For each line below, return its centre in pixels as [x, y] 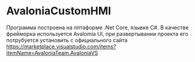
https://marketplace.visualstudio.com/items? [61, 46]
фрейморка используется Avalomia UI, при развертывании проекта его [97, 33]
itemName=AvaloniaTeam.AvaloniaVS [52, 52]
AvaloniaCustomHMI [59, 11]
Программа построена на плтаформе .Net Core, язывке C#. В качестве [97, 27]
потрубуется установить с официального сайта [67, 40]
